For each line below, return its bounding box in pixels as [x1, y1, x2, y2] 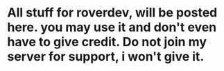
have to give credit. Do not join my [7, 34, 207, 50]
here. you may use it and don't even [7, 19, 217, 35]
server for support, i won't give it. [7, 49, 205, 65]
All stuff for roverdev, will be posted [7, 5, 218, 21]
